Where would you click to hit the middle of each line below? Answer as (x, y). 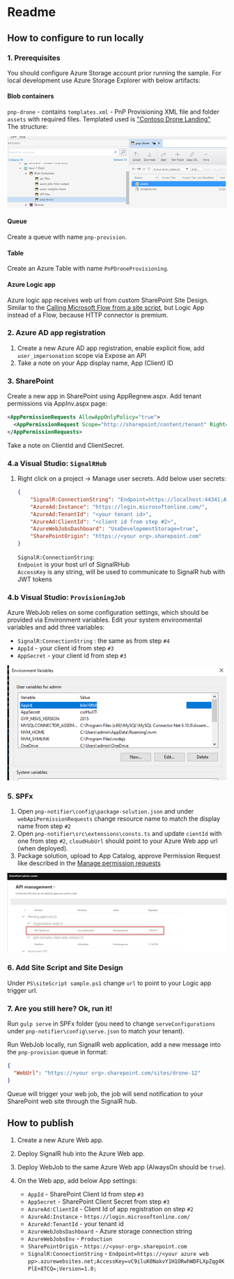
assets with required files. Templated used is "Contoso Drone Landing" (109, 119)
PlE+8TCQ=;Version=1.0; (62, 1269)
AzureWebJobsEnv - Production (70, 1239)
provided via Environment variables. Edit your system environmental (105, 620)
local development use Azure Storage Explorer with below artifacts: (104, 80)
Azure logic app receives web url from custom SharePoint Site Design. (108, 300)
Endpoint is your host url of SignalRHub (73, 564)
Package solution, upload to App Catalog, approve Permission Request (119, 856)
